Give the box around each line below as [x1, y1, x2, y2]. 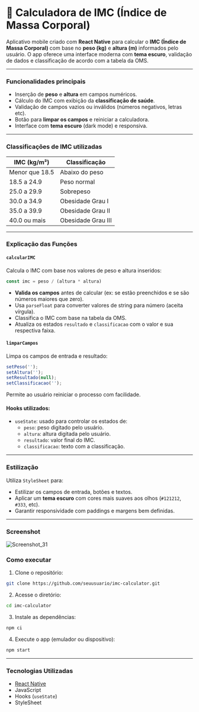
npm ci [6, 625, 23, 631]
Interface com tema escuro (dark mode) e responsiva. [14, 122, 148, 130]
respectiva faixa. [14, 326, 56, 334]
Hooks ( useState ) [14, 693, 57, 700]
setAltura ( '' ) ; [6, 369, 44, 376]
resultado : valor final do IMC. [23, 437, 96, 444]
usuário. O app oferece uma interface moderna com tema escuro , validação [6, 50, 192, 57]
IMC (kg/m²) [14, 158, 50, 166]
